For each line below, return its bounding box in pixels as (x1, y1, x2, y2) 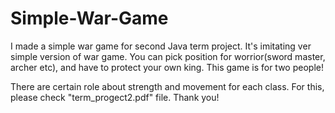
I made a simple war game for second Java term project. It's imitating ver (10, 40, 312, 52)
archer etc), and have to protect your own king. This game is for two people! (10, 61, 324, 73)
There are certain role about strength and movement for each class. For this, (10, 80, 325, 92)
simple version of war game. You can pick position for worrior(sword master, (10, 50, 326, 62)
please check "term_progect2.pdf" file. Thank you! (10, 91, 220, 103)
